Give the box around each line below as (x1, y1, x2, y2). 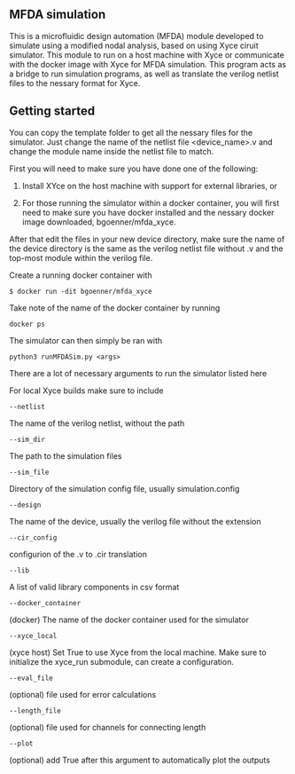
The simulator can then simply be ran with (9, 335, 163, 345)
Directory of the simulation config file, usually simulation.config (9, 483, 240, 494)
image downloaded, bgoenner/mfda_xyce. (21, 217, 177, 227)
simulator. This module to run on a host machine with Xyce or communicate (9, 49, 285, 60)
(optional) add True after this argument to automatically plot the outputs (9, 754, 270, 765)
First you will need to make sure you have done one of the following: (9, 163, 259, 174)
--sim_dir (9, 435, 46, 444)
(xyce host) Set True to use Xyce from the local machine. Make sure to (9, 647, 268, 658)
